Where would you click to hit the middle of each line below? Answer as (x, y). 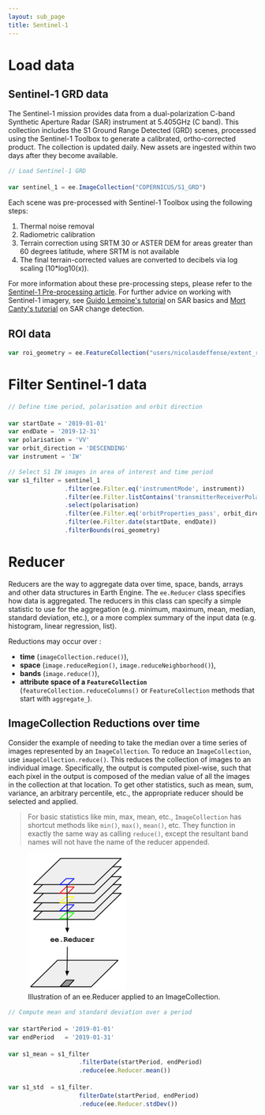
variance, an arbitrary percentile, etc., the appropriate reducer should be (126, 793)
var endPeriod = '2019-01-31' (61, 1037)
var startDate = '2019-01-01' (58, 423)
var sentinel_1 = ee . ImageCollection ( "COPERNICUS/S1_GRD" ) (107, 187)
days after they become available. (63, 155)
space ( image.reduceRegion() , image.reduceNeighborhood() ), (118, 665)
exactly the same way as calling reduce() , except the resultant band (138, 833)
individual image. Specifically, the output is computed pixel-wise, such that (130, 768)
